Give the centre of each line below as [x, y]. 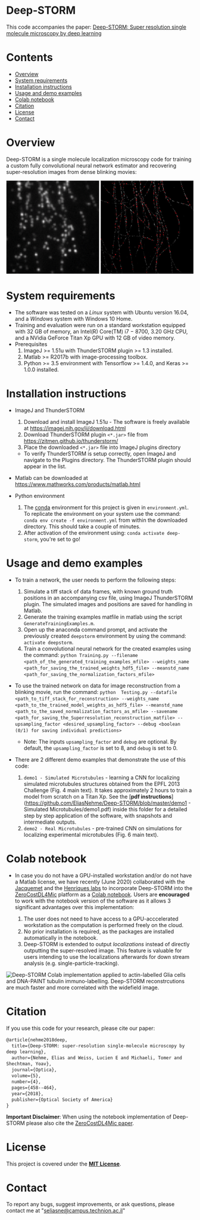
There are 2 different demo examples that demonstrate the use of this [100, 759]
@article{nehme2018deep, [37, 1040]
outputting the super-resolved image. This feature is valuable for [103, 950]
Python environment [40, 496]
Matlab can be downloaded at [51, 478]
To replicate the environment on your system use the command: [102, 513]
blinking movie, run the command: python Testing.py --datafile [96, 692]
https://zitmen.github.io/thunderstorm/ [71, 441]
